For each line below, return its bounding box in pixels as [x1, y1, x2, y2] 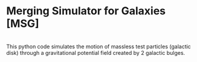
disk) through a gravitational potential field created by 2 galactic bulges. [6, 49, 186, 56]
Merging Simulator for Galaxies [6, 4, 166, 18]
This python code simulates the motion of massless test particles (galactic [6, 43, 192, 50]
